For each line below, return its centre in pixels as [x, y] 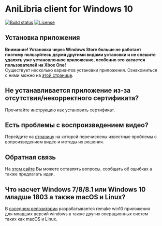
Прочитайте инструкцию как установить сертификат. [60, 110]
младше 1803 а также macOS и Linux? [65, 197]
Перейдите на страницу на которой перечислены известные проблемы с [81, 137]
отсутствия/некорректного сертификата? [72, 98]
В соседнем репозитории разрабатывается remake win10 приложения [78, 209]
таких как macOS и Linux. [31, 219]
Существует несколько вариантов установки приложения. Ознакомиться [81, 70]
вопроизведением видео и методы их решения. [55, 142]
